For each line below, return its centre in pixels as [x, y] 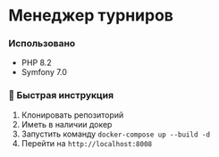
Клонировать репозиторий [72, 115]
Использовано [42, 44]
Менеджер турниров [91, 16]
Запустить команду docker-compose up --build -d [116, 134]
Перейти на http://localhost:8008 [87, 143]
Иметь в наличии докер [67, 124]
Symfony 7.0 [44, 72]
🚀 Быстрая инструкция [61, 95]
